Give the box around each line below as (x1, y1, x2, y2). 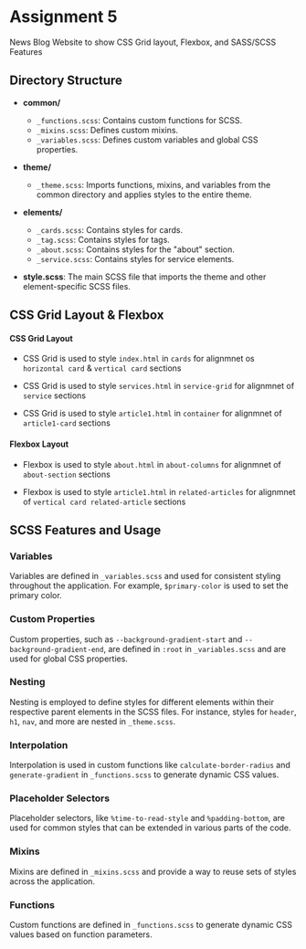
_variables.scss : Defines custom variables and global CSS (36, 134, 259, 145)
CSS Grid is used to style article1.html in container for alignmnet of (22, 408, 282, 419)
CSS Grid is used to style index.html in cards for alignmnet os (22, 353, 255, 364)
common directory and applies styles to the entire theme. (36, 189, 253, 200)
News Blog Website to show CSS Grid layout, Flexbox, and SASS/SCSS (9, 37, 277, 47)
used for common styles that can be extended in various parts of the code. (9, 822, 291, 833)
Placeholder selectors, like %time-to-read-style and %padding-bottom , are (9, 813, 286, 824)
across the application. (9, 875, 96, 887)
